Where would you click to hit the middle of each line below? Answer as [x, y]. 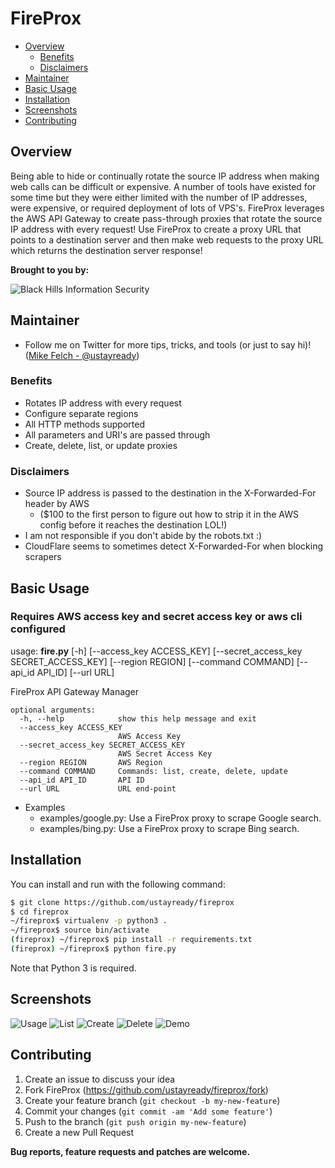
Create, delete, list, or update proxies [101, 445]
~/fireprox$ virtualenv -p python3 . [89, 921]
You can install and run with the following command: [118, 884]
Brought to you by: [50, 269]
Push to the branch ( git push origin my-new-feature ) [135, 1121]
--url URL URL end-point [98, 788]
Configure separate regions [81, 413]
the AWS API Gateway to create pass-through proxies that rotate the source [166, 218]
